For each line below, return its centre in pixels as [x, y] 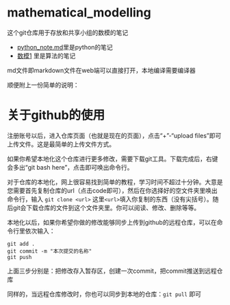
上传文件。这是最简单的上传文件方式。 [61, 144]
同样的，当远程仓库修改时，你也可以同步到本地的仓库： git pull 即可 [104, 294]
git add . [21, 244]
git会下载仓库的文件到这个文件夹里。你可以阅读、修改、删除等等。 [106, 207]
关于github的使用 [56, 115]
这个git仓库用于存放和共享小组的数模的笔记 [68, 32]
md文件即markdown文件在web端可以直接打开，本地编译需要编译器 [102, 70]
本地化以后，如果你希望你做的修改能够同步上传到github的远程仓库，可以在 [112, 222]
